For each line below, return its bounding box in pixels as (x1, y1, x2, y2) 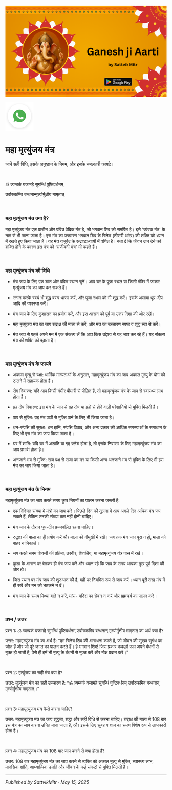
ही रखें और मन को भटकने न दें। (12, 582, 65, 588)
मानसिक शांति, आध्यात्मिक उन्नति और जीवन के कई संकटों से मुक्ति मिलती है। (5, 764, 129, 770)
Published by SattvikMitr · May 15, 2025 (5, 779, 90, 785)
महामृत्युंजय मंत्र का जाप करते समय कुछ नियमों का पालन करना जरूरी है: (5, 497, 120, 504)
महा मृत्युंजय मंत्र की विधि (5, 267, 50, 274)
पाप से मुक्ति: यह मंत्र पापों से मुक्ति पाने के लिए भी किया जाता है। (12, 415, 115, 421)
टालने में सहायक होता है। (12, 378, 54, 384)
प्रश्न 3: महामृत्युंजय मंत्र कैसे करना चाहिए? (5, 706, 73, 712)
